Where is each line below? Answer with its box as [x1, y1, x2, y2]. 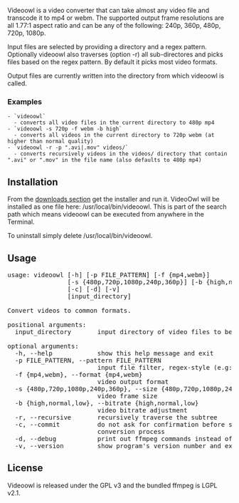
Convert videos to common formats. [7, 306, 132, 314]
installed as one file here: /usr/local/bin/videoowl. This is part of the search [7, 202, 227, 211]
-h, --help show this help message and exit [14, 349, 214, 357]
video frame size [97, 392, 158, 400]
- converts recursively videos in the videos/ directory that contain [14, 150, 228, 157]
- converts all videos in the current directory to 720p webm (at [14, 132, 215, 139]
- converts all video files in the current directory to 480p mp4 [14, 119, 215, 127]
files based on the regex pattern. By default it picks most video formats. [7, 58, 218, 66]
